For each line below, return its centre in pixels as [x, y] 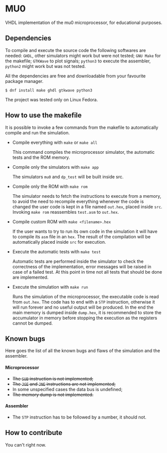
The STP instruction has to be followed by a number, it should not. [79, 417]
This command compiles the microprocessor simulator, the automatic [83, 152]
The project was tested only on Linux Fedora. [52, 99]
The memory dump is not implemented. [53, 395]
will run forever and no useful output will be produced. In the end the [83, 307]
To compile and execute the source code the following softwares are [76, 50]
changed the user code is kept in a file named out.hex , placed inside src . [87, 207]
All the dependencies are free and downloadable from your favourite [76, 76]
